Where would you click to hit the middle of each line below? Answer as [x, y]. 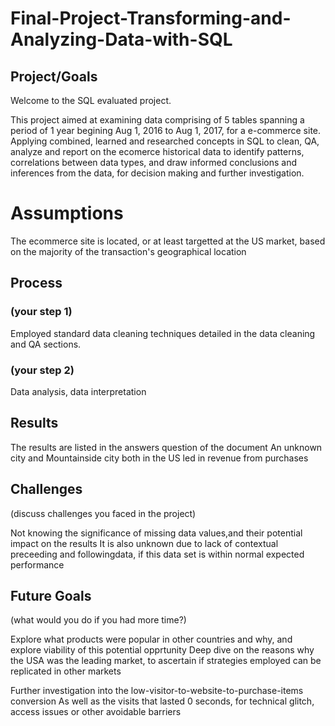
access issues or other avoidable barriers [96, 712]
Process [36, 283]
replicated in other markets [66, 671]
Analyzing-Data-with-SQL [121, 39]
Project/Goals [54, 76]
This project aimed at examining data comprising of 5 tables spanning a [157, 120]
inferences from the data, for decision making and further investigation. [157, 173]
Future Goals [51, 595]
